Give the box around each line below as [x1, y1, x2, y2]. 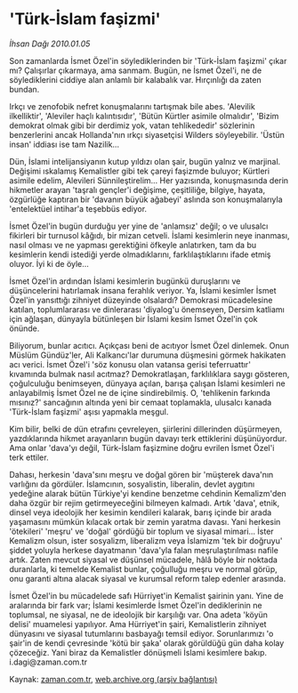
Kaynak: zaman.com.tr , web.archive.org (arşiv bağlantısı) [9, 673, 218, 684]
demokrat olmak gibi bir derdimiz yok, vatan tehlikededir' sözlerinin [9, 120, 255, 131]
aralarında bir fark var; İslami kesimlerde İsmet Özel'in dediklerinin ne [9, 600, 262, 610]
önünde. [9, 323, 40, 334]
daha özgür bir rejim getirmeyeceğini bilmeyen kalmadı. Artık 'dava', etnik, [9, 497, 280, 508]
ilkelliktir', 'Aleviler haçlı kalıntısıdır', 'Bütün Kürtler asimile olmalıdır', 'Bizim [9, 110, 279, 121]
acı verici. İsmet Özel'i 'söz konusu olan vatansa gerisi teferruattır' [9, 359, 252, 369]
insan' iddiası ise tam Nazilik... [9, 139, 120, 149]
